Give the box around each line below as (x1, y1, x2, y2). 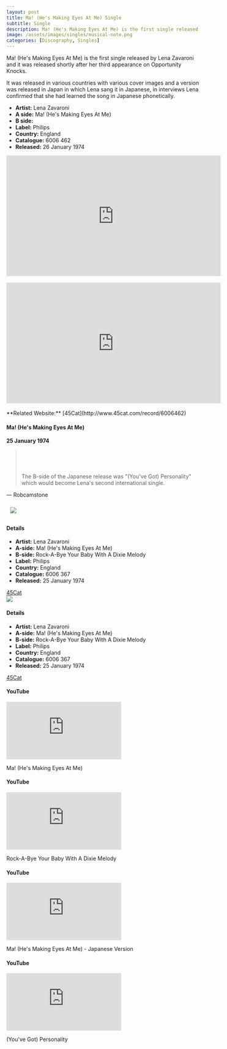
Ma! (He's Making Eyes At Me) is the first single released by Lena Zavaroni (6, 55, 194, 61)
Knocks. (6, 67, 28, 74)
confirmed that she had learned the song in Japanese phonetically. (6, 93, 176, 99)
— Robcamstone (6, 491, 48, 498)
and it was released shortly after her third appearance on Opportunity (6, 61, 182, 68)
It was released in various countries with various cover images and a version (6, 79, 199, 86)
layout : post (6, 9, 40, 15)
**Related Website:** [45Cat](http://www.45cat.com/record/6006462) (6, 410, 187, 417)
